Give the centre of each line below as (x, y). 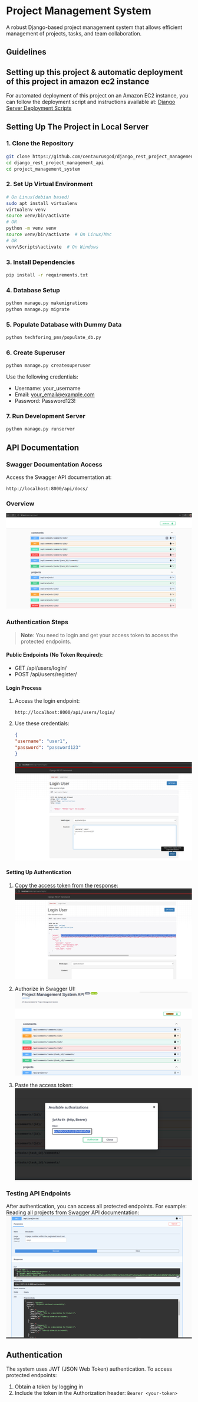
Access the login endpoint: (47, 701)
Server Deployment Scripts (39, 108)
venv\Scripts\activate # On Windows (52, 247)
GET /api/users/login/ (41, 668)
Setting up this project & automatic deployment (95, 72)
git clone (18, 156)
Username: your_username (47, 389)
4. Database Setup (33, 290)
